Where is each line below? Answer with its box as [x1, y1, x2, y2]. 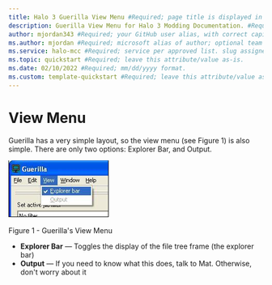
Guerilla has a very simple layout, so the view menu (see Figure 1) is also [8, 135, 250, 145]
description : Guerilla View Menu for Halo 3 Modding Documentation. [8, 21, 244, 30]
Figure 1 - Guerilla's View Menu [8, 225, 113, 235]
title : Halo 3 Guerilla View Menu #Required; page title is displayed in [8, 13, 263, 21]
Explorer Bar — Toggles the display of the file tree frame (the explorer [19, 241, 254, 251]
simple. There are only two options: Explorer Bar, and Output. [8, 144, 212, 154]
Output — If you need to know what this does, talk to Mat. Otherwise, [19, 258, 253, 268]
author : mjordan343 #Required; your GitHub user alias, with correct [8, 30, 249, 38]
